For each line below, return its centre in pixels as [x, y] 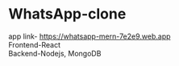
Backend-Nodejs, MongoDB [55, 53]
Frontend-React [34, 44]
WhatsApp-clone [67, 14]
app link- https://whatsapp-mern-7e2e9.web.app [89, 36]
